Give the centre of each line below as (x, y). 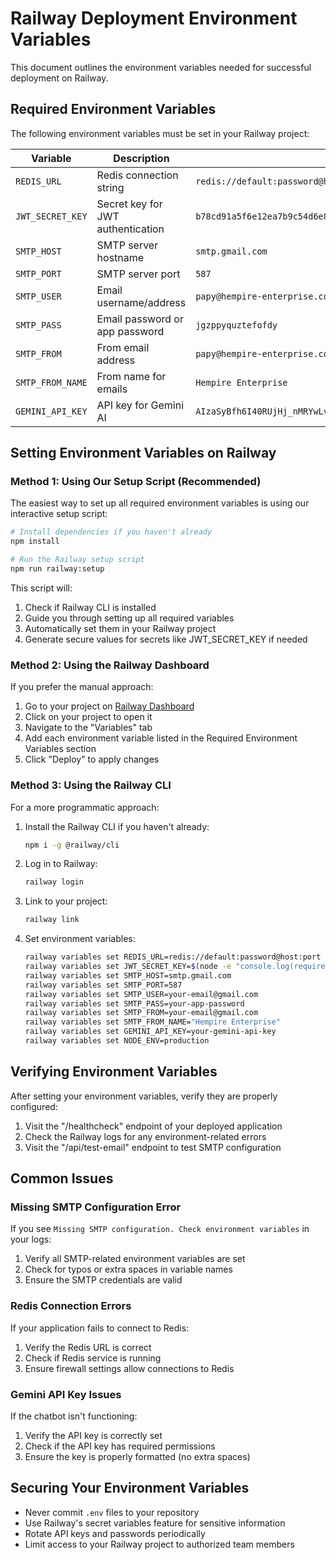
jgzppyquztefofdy (236, 325)
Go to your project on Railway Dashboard (109, 706)
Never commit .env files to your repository (112, 1512)
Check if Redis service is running (93, 1358)
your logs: (31, 1239)
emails (112, 389)
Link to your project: (66, 901)
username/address (141, 302)
